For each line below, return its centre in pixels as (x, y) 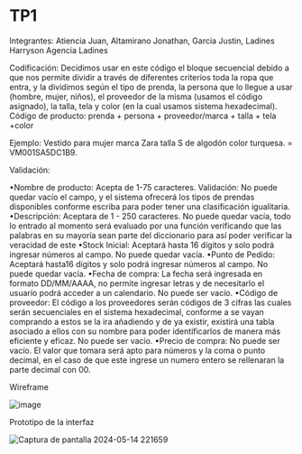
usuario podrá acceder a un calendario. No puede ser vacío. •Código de (144, 292)
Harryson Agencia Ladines (59, 50)
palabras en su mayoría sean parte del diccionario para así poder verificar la (151, 235)
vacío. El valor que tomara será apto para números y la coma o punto (137, 350)
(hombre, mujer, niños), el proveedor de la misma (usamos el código (136, 97)
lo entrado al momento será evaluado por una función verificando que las (146, 226)
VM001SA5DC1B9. (44, 152)
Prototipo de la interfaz (52, 422)
